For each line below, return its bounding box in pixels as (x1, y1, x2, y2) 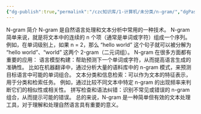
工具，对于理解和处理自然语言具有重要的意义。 (6, 101, 121, 108)
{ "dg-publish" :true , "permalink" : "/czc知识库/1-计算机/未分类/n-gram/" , (6, 8, 181, 15)
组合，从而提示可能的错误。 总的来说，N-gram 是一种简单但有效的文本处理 (6, 94, 191, 101)
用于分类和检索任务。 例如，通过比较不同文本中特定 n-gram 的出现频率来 (6, 79, 187, 86)
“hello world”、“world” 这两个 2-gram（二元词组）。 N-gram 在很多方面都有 (6, 49, 191, 56)
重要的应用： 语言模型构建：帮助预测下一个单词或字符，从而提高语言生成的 (6, 56, 191, 63)
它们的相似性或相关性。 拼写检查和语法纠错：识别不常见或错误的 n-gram (11, 86, 190, 93)
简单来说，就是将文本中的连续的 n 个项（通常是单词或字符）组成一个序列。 (6, 34, 191, 41)
